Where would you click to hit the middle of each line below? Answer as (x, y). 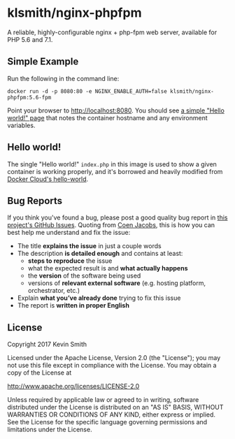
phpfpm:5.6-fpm (29, 97)
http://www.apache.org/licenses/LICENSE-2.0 (73, 387)
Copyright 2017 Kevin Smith (47, 345)
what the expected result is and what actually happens (108, 268)
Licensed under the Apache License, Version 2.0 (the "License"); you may (114, 358)
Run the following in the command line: (63, 78)
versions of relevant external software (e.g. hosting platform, (117, 283)
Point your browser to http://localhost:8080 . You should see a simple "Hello (116, 110)
